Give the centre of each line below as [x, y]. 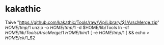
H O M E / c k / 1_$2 [20, 38]
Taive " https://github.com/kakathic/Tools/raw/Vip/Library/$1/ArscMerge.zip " [82, 22]
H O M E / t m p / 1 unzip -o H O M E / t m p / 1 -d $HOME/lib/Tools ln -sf [67, 27]
